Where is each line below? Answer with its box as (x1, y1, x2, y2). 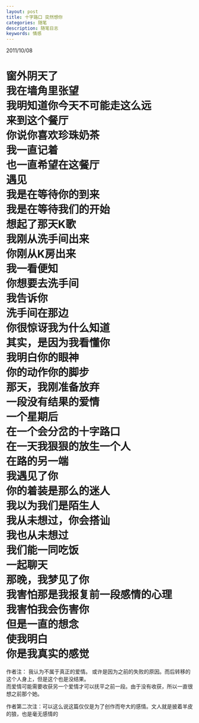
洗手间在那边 (6, 306, 69, 320)
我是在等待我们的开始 (6, 203, 111, 216)
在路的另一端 (6, 455, 69, 468)
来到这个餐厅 (6, 114, 69, 127)
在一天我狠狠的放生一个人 (6, 440, 131, 453)
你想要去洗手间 (6, 277, 79, 290)
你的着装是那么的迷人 (6, 484, 111, 498)
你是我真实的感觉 (6, 647, 90, 661)
